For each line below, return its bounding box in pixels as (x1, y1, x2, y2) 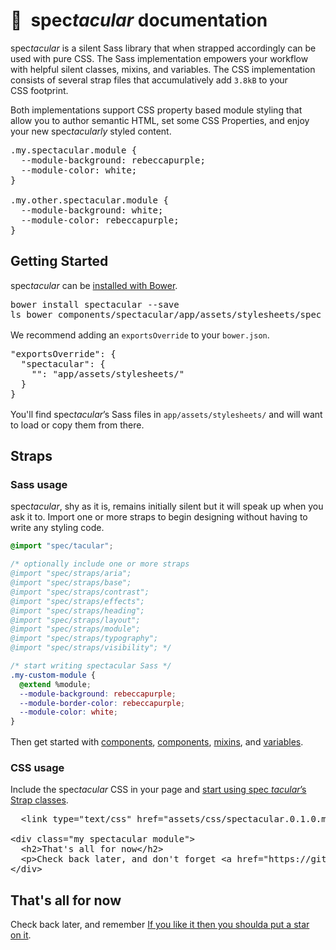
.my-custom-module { (10, 670, 97, 680)
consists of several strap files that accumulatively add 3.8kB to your (10, 74, 288, 86)
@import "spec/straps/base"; (10, 578, 132, 588)
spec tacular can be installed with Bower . (10, 279, 178, 291)
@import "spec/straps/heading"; (10, 605, 145, 616)
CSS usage (10, 761, 65, 775)
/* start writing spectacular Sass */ (10, 661, 172, 671)
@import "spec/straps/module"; (10, 624, 141, 634)
